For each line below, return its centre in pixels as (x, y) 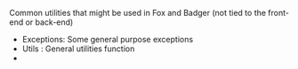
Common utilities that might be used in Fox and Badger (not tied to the (138, 13)
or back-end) (49, 22)
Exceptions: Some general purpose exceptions (108, 39)
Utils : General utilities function (78, 49)
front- (278, 13)
